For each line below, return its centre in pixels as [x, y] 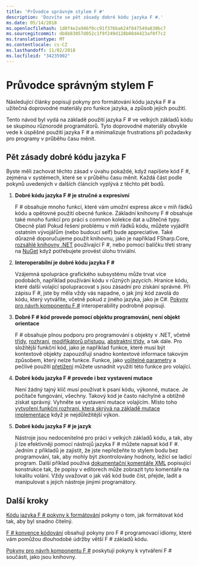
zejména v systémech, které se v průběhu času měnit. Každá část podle [94, 178]
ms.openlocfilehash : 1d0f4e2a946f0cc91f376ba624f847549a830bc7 [86, 28]
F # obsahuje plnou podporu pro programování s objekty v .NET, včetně [102, 335]
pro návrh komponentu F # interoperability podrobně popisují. [90, 306]
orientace [27, 324]
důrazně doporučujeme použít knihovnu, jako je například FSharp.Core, [102, 239]
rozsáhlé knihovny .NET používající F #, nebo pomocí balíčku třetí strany [103, 245]
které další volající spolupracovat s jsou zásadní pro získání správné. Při [102, 287]
